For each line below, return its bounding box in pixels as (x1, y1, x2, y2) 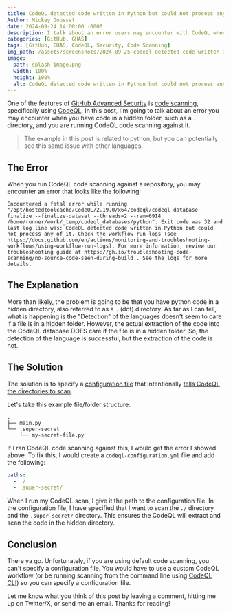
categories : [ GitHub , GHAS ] (7, 36, 88, 43)
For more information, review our (118, 243, 217, 250)
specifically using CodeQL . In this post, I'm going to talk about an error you (7, 107, 219, 115)
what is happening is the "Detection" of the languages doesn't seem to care (7, 312, 222, 320)
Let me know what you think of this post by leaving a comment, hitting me (7, 592, 217, 600)
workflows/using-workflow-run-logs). (7, 243, 115, 250)
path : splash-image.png (13, 61, 81, 68)
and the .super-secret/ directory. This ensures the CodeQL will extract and (7, 512, 221, 520)
